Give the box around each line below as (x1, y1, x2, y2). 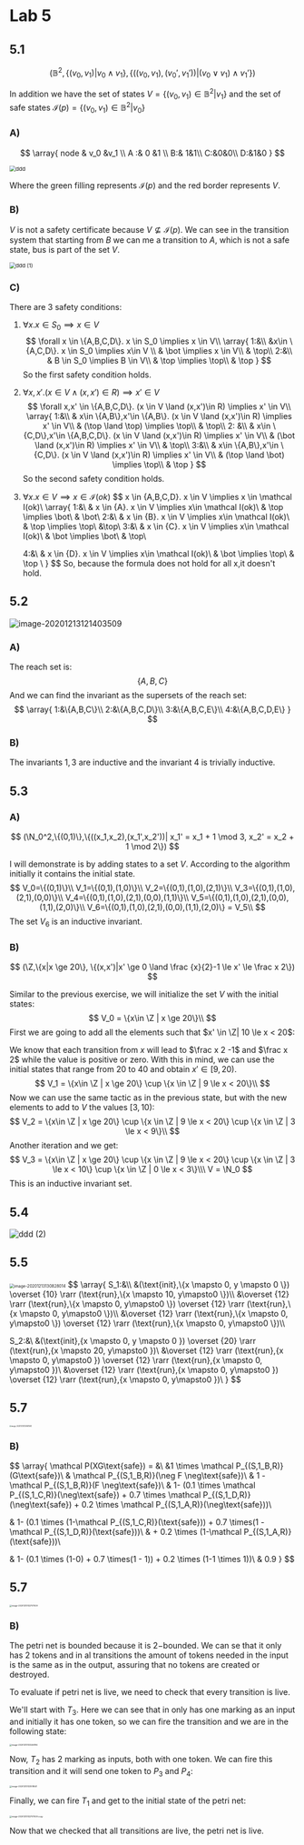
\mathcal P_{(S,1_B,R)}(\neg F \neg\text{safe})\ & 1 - (72, 1469, 266, 1480)
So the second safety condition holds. (22, 474, 165, 485)
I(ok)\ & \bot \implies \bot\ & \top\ (22, 531, 147, 542)
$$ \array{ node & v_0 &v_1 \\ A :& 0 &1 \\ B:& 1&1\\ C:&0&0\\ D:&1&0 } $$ (19, 147, 286, 158)
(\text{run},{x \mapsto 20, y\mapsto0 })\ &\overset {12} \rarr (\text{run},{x (9, 1345, 284, 1356)
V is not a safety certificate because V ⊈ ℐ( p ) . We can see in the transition (9, 224, 289, 235)
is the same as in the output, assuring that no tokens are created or (9, 1659, 260, 1670)
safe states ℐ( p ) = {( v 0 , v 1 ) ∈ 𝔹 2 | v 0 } (9, 100, 145, 115)
